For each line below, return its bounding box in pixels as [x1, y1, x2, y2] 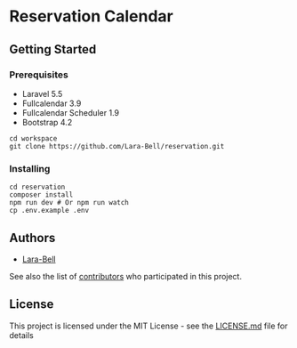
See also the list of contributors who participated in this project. [9, 271, 243, 281]
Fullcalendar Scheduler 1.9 [21, 107, 120, 117]
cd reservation [9, 182, 66, 192]
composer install [9, 190, 74, 199]
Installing [9, 162, 51, 174]
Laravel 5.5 [21, 88, 63, 99]
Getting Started [9, 42, 97, 57]
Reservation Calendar [9, 6, 173, 27]
